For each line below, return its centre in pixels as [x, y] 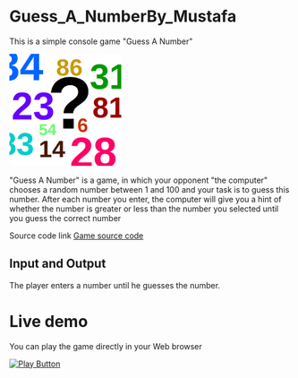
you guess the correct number [65, 218]
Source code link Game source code [77, 236]
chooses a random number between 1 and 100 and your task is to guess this [149, 189]
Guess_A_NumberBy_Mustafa [123, 17]
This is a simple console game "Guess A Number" [101, 41]
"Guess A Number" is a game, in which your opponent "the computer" [139, 180]
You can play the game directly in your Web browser [106, 346]
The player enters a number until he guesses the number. [115, 285]
